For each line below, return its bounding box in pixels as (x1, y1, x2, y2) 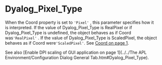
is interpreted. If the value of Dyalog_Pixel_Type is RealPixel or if (5, 24, 133, 30)
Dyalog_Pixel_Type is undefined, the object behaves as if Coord (5, 30, 132, 35)
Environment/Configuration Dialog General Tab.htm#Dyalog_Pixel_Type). (5, 54, 149, 60)
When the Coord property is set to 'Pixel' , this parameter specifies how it (5, 19, 154, 25)
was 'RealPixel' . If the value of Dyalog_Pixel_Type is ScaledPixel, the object (5, 35, 157, 41)
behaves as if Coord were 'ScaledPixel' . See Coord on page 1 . (5, 40, 129, 46)
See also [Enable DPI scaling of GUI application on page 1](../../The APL (5, 49, 147, 55)
